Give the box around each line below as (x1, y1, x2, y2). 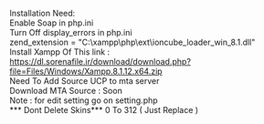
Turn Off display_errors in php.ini (9, 27, 132, 37)
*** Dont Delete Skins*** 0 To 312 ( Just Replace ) (9, 105, 199, 115)
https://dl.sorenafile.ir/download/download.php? (9, 57, 192, 67)
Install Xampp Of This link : (9, 46, 111, 57)
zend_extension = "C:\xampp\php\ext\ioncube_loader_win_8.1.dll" (9, 36, 256, 47)
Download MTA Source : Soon (9, 86, 123, 96)
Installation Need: (9, 8, 76, 18)
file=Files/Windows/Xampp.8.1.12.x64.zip (9, 66, 163, 77)
